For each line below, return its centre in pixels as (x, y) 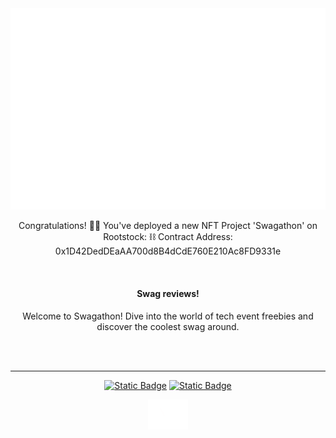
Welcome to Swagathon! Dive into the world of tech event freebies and (168, 316)
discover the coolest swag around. (168, 326)
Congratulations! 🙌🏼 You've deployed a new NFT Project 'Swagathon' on (168, 226)
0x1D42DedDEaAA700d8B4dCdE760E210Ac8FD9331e (168, 251)
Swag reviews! (168, 293)
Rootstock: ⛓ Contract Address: (168, 237)
